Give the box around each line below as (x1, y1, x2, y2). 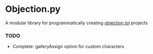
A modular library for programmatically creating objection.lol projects (5, 20, 148, 26)
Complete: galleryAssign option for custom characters (12, 44, 124, 50)
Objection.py (5, 3, 61, 15)
